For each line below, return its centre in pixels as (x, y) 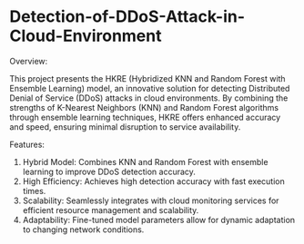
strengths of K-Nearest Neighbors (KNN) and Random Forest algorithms (144, 107)
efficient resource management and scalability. (111, 210)
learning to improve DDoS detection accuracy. (109, 171)
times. (34, 190)
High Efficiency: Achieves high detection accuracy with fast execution (153, 181)
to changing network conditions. (83, 229)
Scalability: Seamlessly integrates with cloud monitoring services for (151, 200)
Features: (27, 144)
